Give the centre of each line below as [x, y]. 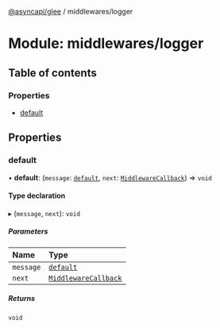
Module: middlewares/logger [106, 44]
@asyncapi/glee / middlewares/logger [71, 12]
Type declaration [37, 196]
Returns [22, 299]
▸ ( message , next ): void [44, 213]
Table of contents [52, 73]
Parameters [28, 232]
